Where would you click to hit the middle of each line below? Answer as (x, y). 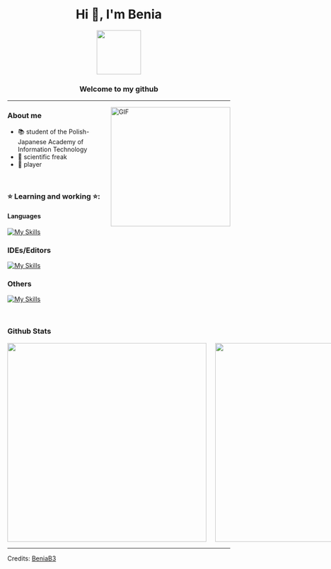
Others (19, 283)
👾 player (30, 164)
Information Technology (52, 149)
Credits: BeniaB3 (32, 558)
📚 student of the (42, 131)
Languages (24, 216)
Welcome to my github (119, 89)
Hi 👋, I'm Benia (119, 14)
